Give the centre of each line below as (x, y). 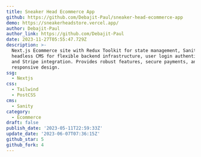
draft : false (22, 123)
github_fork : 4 (25, 145)
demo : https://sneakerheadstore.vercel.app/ (63, 23)
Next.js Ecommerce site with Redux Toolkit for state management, (96, 51)
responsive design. (36, 67)
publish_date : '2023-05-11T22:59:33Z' (54, 128)
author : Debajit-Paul (33, 28)
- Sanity (22, 106)
